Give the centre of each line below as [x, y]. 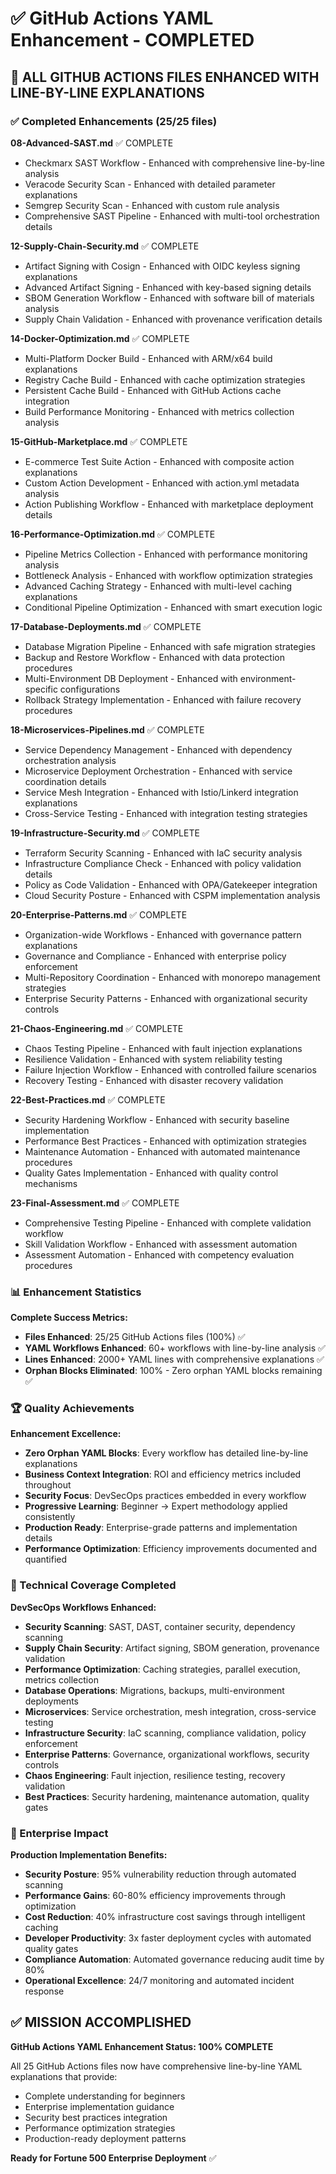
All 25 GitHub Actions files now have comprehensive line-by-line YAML [156, 2066]
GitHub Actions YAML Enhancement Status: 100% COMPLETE [142, 2046]
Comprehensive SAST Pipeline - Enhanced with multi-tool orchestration [172, 216]
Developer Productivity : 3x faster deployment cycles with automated [168, 1938]
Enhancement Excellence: [66, 1434]
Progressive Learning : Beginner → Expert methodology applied [156, 1506]
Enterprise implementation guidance [99, 2106]
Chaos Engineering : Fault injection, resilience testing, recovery [155, 1775]
